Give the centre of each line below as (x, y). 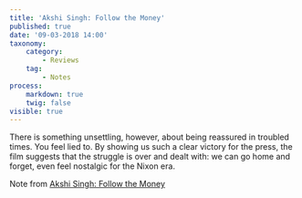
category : (45, 52)
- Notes (57, 78)
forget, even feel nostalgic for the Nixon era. (93, 166)
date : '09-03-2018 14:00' (58, 35)
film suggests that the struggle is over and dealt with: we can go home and (150, 157)
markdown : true (55, 94)
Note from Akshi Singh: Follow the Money (88, 184)
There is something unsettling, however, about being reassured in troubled (150, 137)
